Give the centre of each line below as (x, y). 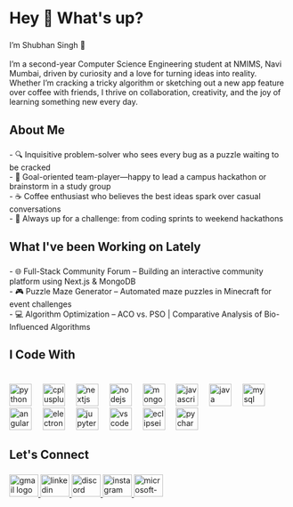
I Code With (42, 355)
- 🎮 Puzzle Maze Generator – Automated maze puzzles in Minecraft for (140, 291)
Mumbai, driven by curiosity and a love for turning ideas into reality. (133, 74)
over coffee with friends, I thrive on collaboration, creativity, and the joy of (145, 93)
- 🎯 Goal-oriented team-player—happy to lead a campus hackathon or (138, 177)
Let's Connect (49, 455)
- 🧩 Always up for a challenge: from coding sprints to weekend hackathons (146, 219)
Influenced (29, 326)
